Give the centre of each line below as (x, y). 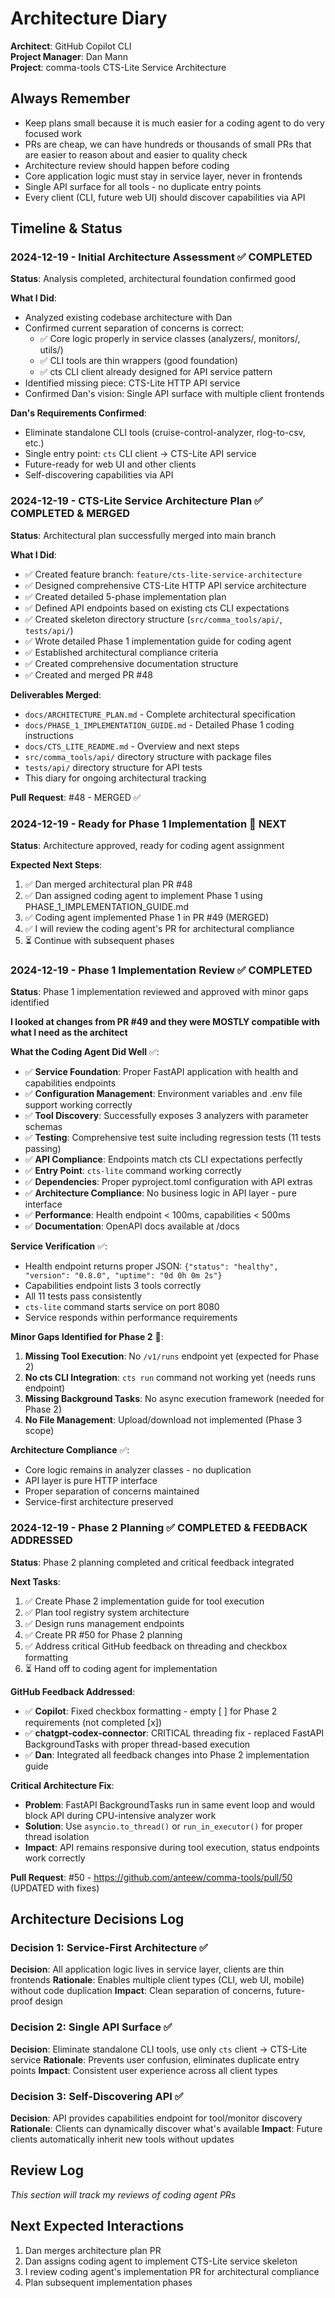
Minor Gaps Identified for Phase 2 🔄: (87, 1337)
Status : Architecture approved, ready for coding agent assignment (147, 846)
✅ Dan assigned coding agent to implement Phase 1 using (143, 896)
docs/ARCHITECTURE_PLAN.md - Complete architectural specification (160, 714)
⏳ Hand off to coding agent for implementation (121, 1668)
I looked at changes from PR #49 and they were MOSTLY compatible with (165, 1022)
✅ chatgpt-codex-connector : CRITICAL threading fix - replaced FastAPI (174, 1733)
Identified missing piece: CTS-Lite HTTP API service (132, 383)
